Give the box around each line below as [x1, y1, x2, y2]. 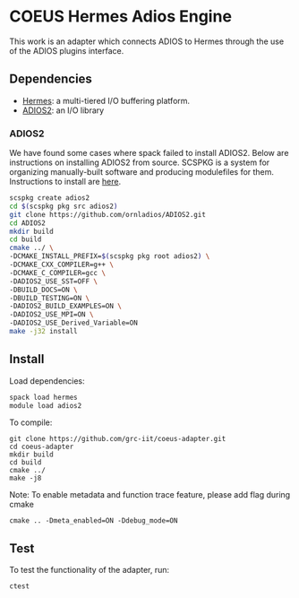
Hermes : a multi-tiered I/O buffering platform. [21, 95, 191, 106]
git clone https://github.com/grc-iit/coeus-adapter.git [9, 435, 226, 444]
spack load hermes [9, 393, 78, 402]
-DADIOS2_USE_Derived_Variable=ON [9, 318, 139, 328]
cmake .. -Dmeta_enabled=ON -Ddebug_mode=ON [9, 516, 178, 525]
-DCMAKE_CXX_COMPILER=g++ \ [9, 260, 115, 270]
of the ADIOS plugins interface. [9, 45, 124, 56]
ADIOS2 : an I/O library [21, 105, 105, 116]
